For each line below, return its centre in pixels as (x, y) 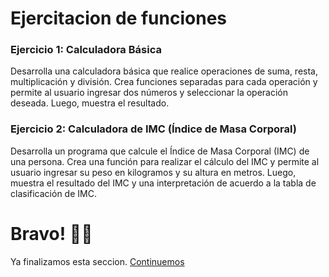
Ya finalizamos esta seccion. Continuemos (97, 261)
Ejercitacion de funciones (118, 18)
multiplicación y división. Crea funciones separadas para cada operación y (164, 82)
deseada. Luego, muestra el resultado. (90, 103)
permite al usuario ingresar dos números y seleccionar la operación (149, 93)
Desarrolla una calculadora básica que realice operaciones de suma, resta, (164, 71)
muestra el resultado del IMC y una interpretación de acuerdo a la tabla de (163, 183)
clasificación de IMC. (53, 193)
